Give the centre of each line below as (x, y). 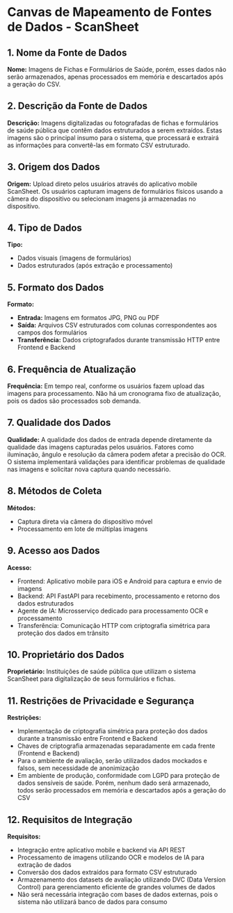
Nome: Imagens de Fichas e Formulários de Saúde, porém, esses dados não (117, 69)
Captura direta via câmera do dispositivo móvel (85, 521)
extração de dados (44, 864)
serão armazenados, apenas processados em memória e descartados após (115, 77)
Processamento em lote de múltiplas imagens (82, 529)
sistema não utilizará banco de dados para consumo (92, 902)
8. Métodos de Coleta (55, 491)
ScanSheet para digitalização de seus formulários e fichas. (91, 679)
